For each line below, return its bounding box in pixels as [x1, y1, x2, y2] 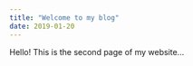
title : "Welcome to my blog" [9, 13, 120, 23]
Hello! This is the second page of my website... [9, 46, 185, 57]
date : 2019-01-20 [9, 22, 75, 31]
